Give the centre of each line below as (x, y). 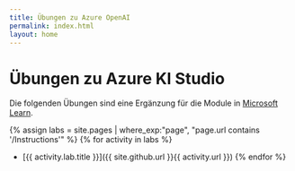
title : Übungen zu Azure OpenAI (70, 17)
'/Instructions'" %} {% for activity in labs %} (91, 140)
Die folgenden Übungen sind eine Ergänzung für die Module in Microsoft (144, 103)
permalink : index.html (52, 26)
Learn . (21, 113)
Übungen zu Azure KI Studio (117, 78)
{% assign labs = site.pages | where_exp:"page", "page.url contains (135, 130)
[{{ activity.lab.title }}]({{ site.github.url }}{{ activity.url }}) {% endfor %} (154, 157)
